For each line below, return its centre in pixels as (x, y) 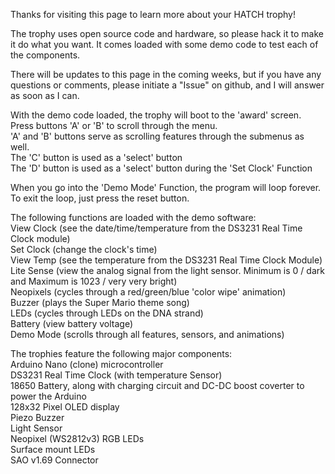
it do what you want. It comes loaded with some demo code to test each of (164, 44)
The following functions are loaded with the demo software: (133, 217)
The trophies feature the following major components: (121, 353)
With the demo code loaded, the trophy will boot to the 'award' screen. (156, 115)
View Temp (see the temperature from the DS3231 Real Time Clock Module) (166, 260)
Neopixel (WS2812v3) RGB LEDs (77, 438)
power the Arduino (48, 396)
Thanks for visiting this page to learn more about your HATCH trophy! (153, 14)
